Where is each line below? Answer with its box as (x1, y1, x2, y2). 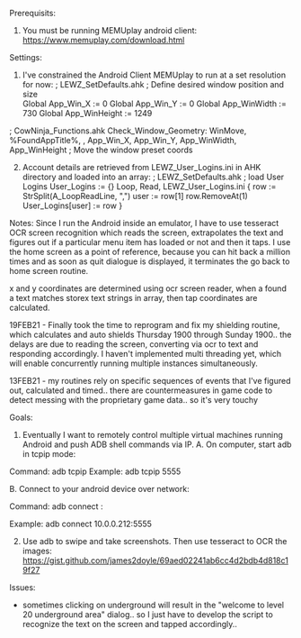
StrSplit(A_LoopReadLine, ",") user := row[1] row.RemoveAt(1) (22, 191, 249, 201)
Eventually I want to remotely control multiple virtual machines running (22, 430, 283, 440)
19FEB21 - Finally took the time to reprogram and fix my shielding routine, (9, 320, 280, 330)
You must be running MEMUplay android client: (22, 25, 198, 35)
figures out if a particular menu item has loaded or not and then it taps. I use (9, 237, 291, 247)
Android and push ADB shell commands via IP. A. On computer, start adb (22, 439, 292, 450)
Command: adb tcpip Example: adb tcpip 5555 (9, 466, 181, 477)
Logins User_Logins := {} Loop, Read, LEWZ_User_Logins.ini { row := (22, 181, 277, 192)
